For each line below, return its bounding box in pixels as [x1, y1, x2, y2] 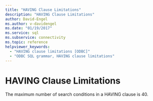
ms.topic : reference [5, 40, 48, 45]
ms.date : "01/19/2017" [5, 26, 52, 31]
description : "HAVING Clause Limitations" [5, 12, 95, 17]
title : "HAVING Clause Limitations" [5, 7, 81, 12]
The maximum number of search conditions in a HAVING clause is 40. [5, 92, 149, 98]
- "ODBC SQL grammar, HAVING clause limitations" [9, 53, 115, 59]
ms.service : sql [5, 30, 39, 35]
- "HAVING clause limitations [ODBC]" [9, 49, 91, 54]
